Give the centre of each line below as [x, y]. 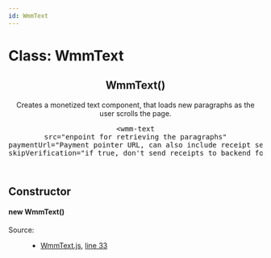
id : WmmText [28, 16]
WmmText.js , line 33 [74, 245]
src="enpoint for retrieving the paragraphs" [135, 137]
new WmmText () [37, 212]
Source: [21, 230]
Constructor [40, 191]
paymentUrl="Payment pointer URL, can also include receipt [130, 145]
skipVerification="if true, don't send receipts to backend [130, 153]
